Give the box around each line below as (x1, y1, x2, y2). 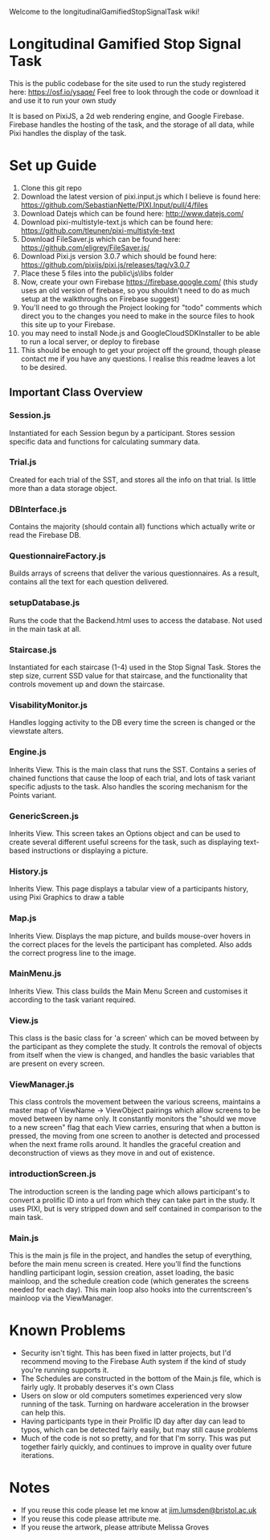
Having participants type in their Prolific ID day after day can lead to (20, 1416, 246, 1426)
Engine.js (9, 747, 47, 758)
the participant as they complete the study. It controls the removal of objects (9, 1042, 263, 1051)
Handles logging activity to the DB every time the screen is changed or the (9, 718, 256, 727)
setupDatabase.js (9, 597, 80, 608)
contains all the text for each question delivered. (9, 577, 170, 587)
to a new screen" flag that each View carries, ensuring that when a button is (9, 1123, 261, 1132)
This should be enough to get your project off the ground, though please (20, 345, 261, 354)
